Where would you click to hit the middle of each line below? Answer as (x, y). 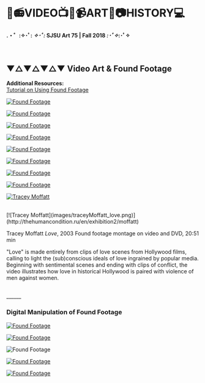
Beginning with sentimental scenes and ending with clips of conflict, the (97, 265)
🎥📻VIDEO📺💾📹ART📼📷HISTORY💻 (96, 13)
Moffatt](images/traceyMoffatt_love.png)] (83, 215)
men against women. (33, 278)
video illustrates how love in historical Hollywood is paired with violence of (100, 271)
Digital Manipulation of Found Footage (64, 313)
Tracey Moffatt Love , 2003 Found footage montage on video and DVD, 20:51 (102, 233)
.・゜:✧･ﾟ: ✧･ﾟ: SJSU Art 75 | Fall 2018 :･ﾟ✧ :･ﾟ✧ (68, 35)
